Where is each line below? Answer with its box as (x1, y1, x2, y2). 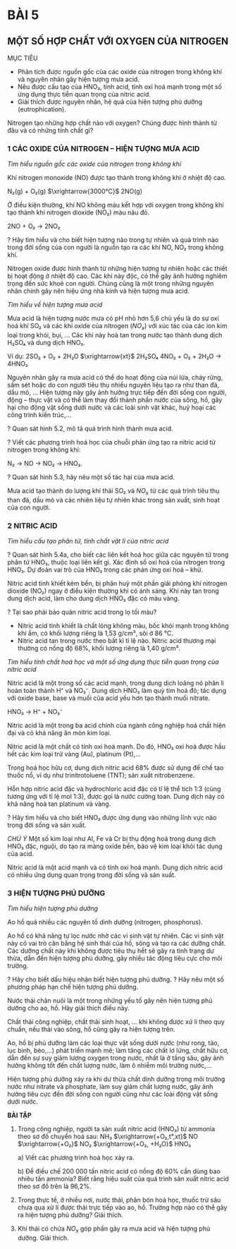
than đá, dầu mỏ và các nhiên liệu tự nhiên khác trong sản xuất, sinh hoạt (7, 495, 220, 504)
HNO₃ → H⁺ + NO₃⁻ (7, 708, 63, 716)
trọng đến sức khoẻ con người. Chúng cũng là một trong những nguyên (7, 279, 214, 288)
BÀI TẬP (7, 1111, 32, 1120)
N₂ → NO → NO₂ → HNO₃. (7, 459, 82, 468)
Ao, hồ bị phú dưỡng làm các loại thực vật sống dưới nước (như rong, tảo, (7, 1039, 220, 1047)
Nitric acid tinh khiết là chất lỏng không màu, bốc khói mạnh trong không (17, 622, 229, 630)
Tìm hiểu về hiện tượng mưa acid (7, 301, 103, 309)
